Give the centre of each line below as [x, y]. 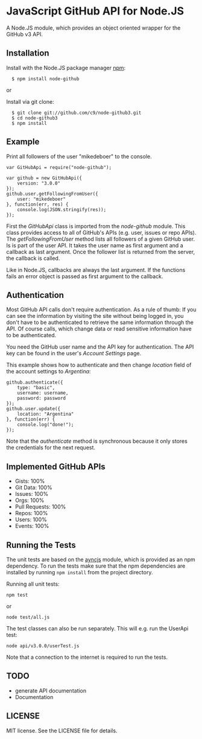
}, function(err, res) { [37, 204]
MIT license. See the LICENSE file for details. [62, 731]
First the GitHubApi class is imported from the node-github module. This [96, 226]
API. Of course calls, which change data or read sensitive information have [99, 329]
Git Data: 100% [33, 487]
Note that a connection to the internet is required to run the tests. [87, 657]
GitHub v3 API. [25, 34]
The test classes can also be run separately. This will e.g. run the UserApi [97, 628]
